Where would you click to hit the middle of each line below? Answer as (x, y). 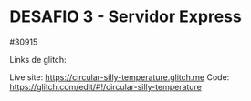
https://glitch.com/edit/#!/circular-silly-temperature (106, 86)
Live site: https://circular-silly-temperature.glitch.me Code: (120, 77)
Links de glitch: (38, 59)
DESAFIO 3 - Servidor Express (125, 17)
